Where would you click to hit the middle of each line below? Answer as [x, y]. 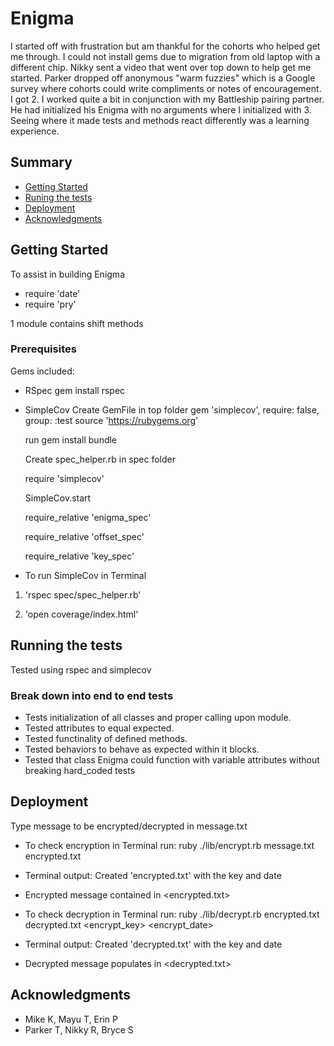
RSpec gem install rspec [75, 390]
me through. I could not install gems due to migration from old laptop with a [165, 56]
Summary [41, 162]
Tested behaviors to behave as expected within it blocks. [142, 749]
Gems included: [42, 371]
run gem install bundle [71, 439]
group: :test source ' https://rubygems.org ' [111, 420]
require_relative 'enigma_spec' [88, 517]
